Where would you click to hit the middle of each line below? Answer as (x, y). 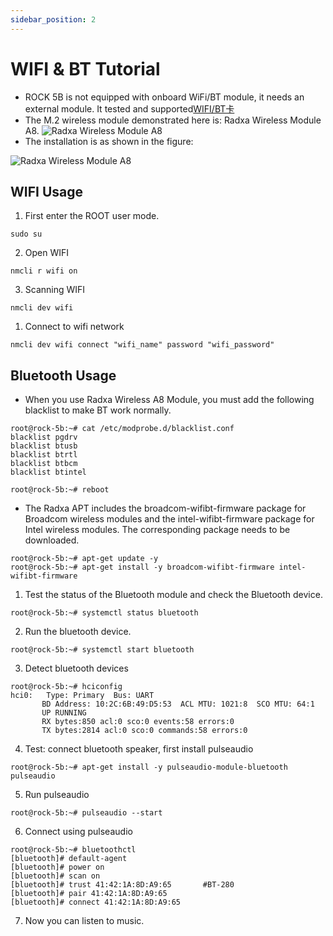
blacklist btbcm (44, 464)
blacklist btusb (44, 446)
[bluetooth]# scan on (55, 876)
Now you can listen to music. (84, 921)
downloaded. (52, 540)
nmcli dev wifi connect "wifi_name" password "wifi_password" (142, 345)
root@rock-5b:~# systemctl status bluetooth (104, 613)
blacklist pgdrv (44, 437)
